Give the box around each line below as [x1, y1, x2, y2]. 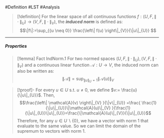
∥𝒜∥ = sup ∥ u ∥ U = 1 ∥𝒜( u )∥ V [61, 76, 114, 83]
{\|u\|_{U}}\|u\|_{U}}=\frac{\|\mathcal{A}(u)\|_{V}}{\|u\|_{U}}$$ [25, 110, 151, 116]
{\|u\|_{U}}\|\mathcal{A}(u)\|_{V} [45, 105, 111, 111]
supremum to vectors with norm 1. [17, 128, 86, 134]
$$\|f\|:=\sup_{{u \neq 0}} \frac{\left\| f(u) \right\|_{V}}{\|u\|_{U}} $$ [20, 27, 157, 33]
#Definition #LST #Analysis [5, 4, 60, 10]
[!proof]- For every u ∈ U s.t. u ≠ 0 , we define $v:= [17, 87, 121, 93]
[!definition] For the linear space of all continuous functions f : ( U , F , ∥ [17, 14, 157, 19]
